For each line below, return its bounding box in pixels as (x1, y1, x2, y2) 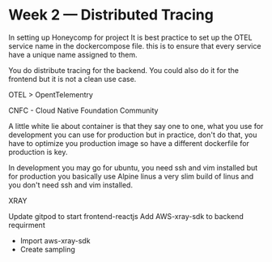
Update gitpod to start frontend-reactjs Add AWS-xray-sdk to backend (8, 211, 244, 221)
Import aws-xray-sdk (19, 235, 91, 245)
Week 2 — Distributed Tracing (8, 6, 215, 24)
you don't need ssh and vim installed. (8, 180, 134, 190)
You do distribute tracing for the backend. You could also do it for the (8, 65, 239, 75)
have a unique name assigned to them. (8, 49, 138, 59)
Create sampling (19, 244, 75, 254)
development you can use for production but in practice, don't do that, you (8, 130, 257, 140)
